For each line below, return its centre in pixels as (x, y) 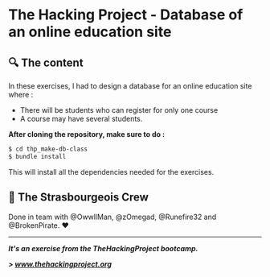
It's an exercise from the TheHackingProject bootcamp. (103, 248)
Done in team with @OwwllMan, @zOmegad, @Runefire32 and (112, 217)
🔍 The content (46, 62)
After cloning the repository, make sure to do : (87, 134)
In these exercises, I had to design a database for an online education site (130, 86)
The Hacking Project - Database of (126, 15)
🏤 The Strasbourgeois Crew (78, 198)
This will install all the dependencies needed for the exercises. (111, 172)
